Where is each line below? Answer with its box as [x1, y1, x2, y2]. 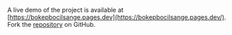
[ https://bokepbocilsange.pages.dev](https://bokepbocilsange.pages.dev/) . [7, 13, 227, 21]
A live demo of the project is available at [7, 6, 124, 14]
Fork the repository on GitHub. [7, 21, 96, 28]
